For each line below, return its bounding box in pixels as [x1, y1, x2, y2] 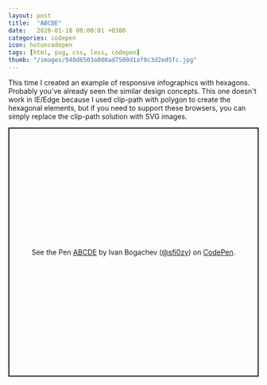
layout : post [8, 11, 52, 20]
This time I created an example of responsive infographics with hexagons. [8, 77, 250, 87]
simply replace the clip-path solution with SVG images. [8, 111, 188, 121]
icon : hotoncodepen [8, 41, 73, 49]
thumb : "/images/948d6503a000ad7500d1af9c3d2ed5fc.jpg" [8, 56, 197, 64]
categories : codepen [8, 33, 77, 42]
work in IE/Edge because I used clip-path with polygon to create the [8, 95, 231, 104]
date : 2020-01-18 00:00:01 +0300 [8, 26, 126, 34]
